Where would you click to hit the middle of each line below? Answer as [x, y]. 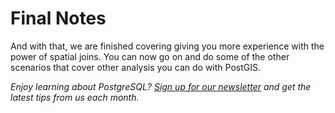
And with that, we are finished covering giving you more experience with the [167, 46]
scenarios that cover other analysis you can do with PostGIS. [135, 67]
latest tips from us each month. [75, 97]
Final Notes [58, 18]
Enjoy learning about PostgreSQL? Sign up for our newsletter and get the [161, 86]
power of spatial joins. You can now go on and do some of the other [150, 56]
